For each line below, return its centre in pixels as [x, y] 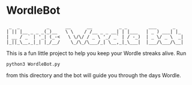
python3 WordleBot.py [33, 64]
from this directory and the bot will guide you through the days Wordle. [94, 75]
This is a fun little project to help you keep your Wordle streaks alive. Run [96, 53]
